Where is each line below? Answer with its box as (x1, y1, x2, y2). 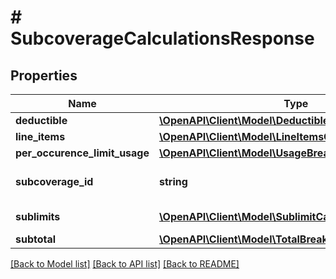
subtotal (15, 232, 57, 246)
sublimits (15, 210, 61, 223)
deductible (15, 114, 68, 127)
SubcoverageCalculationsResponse (10, 27, 315, 50)
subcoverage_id (15, 175, 94, 188)
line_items (15, 130, 66, 143)
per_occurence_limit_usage (15, 146, 150, 160)
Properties (10, 67, 78, 84)
